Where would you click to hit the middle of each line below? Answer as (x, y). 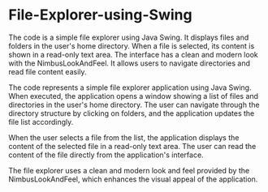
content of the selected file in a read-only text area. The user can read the (132, 146)
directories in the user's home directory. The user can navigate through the (134, 105)
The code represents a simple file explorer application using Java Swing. (130, 87)
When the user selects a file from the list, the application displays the (124, 137)
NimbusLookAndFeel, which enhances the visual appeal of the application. (133, 179)
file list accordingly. (41, 122)
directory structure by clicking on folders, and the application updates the (132, 113)
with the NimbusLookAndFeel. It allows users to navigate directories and (129, 63)
